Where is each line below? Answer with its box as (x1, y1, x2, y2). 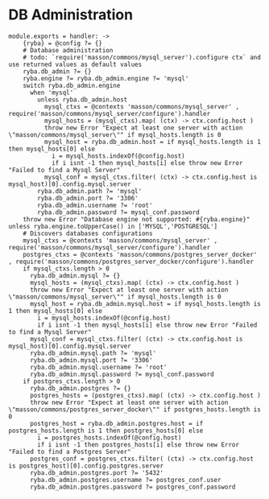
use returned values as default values (8, 60, 143, 68)
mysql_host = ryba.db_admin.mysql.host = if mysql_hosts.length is (29, 299, 262, 307)
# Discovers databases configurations (23, 229, 153, 237)
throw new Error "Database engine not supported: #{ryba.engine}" (23, 215, 250, 223)
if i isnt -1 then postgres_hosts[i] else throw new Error (37, 440, 240, 448)
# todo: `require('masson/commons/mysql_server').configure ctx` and (23, 53, 262, 61)
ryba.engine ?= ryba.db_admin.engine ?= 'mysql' (23, 74, 189, 82)
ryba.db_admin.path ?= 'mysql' (37, 187, 143, 195)
